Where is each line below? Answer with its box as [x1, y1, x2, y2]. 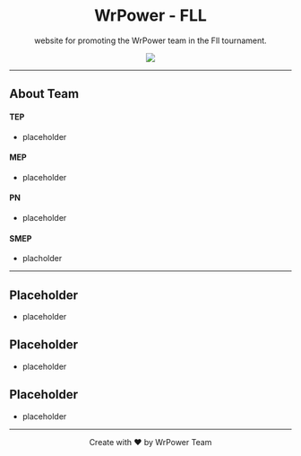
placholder [21, 253, 63, 264]
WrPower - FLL [93, 5, 208, 26]
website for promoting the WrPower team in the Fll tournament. [34, 35, 267, 46]
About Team [9, 86, 79, 101]
